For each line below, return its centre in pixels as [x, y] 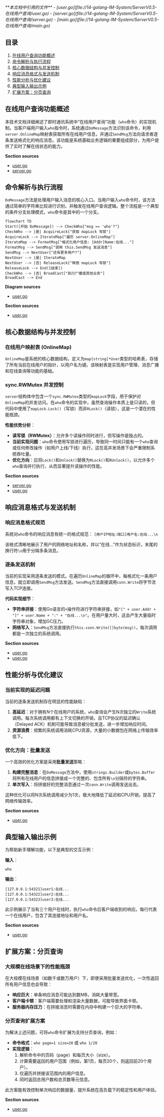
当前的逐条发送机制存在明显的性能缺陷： [46, 702]
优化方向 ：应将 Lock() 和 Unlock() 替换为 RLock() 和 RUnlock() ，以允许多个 [83, 460]
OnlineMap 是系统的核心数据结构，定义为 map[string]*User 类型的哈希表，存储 [82, 359]
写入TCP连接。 [20, 588]
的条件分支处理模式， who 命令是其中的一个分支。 [53, 212]
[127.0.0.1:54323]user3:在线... [37, 900]
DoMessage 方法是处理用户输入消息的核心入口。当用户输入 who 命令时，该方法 [80, 200]
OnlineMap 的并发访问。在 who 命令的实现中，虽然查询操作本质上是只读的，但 [80, 403]
